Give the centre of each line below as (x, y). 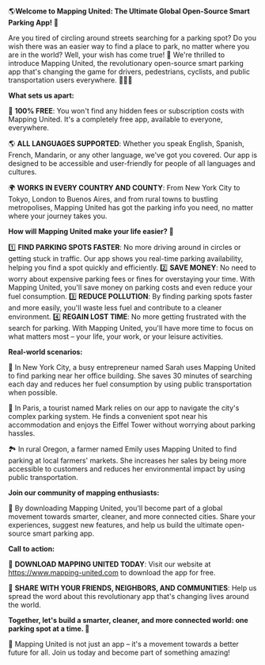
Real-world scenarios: (45, 352)
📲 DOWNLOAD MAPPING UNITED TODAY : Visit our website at (110, 564)
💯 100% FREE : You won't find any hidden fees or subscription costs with (126, 111)
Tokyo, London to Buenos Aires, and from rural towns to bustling (114, 199)
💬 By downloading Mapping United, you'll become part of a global (115, 508)
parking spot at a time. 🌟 (49, 628)
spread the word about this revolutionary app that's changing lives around (129, 596)
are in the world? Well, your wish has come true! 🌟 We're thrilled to (117, 55)
